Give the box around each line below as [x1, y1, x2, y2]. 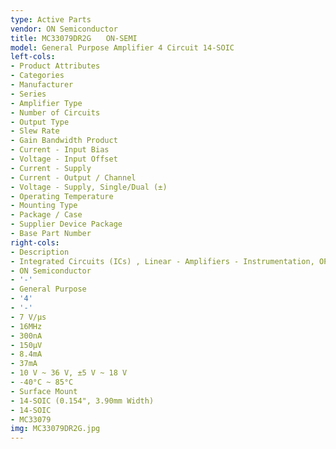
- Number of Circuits [10, 107, 101, 118]
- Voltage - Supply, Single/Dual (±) [10, 182, 168, 192]
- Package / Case [10, 210, 83, 220]
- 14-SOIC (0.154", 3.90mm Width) [10, 396, 155, 406]
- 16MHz [10, 321, 43, 331]
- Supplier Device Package [10, 219, 123, 230]
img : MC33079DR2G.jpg [10, 424, 101, 434]
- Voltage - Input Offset [10, 154, 118, 164]
